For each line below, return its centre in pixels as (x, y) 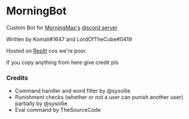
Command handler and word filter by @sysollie (73, 91)
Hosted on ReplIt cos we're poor (46, 51)
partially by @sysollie (41, 103)
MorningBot (36, 11)
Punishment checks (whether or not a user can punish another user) (99, 97)
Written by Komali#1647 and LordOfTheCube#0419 (69, 39)
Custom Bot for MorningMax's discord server (62, 28)
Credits (17, 78)
